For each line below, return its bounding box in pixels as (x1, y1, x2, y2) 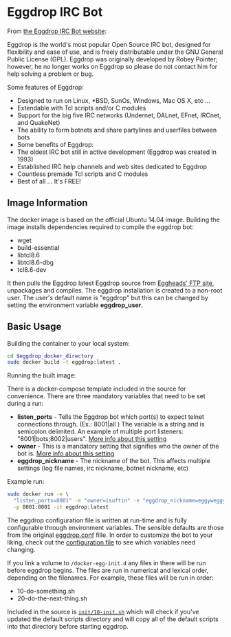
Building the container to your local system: (7, 339, 131, 347)
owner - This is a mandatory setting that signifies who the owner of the (16, 442, 219, 451)
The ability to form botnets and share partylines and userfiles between (16, 126, 217, 134)
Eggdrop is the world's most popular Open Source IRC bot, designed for (7, 40, 211, 48)
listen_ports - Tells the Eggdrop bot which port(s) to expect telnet (16, 413, 205, 421)
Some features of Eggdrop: (7, 83, 84, 91)
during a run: (7, 400, 44, 408)
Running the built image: (7, 371, 76, 380)
